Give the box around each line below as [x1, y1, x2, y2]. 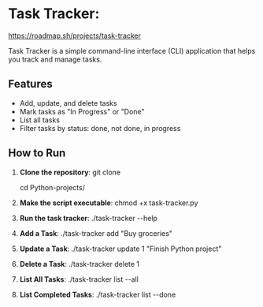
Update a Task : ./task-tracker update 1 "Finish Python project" [19, 244, 222, 253]
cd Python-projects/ [19, 182, 85, 192]
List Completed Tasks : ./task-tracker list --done [19, 290, 176, 299]
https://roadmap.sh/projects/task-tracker [8, 31, 142, 40]
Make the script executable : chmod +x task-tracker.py [19, 198, 198, 208]
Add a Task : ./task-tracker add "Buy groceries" [19, 228, 173, 238]
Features [8, 77, 53, 91]
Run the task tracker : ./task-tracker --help [19, 213, 157, 223]
